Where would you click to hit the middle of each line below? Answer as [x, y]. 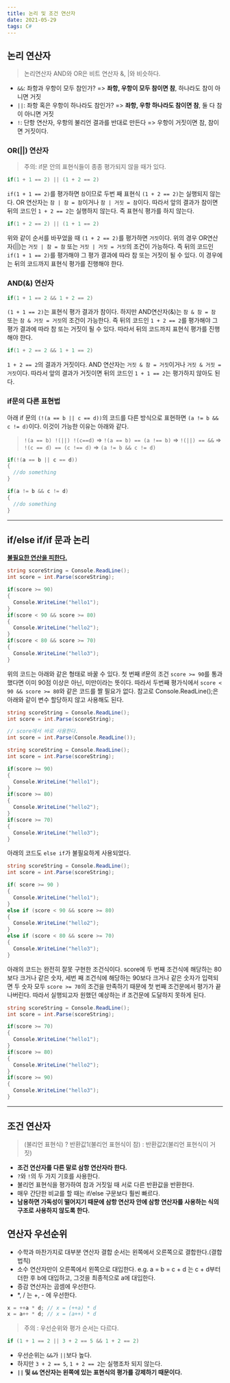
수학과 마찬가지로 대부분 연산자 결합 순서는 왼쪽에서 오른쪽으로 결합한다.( [114, 1252]
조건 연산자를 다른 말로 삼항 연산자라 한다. [72, 1167]
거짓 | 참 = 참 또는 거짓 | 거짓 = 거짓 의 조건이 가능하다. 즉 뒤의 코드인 [121, 247]
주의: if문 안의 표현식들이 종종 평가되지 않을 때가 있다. [95, 167]
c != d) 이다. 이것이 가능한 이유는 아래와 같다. [68, 426]
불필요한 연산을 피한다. [37, 558]
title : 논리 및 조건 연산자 [41, 13]
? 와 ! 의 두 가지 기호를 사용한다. [59, 1176]
